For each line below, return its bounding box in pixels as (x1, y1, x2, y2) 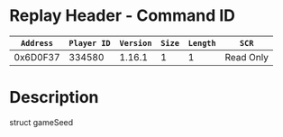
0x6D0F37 (14, 50, 60, 63)
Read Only (224, 50, 269, 63)
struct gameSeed (9, 116, 74, 127)
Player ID (68, 38, 111, 48)
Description (9, 87, 99, 108)
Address (21, 38, 54, 48)
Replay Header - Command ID (9, 5, 236, 26)
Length (187, 38, 216, 48)
